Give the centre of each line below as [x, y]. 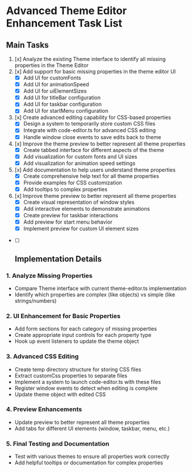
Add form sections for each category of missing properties [86, 329]
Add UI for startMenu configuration [66, 111]
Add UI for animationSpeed [56, 85]
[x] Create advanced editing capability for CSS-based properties [93, 117]
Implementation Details [58, 259]
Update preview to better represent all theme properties [82, 422]
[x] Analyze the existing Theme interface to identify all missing [90, 59]
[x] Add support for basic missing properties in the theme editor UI [95, 71]
